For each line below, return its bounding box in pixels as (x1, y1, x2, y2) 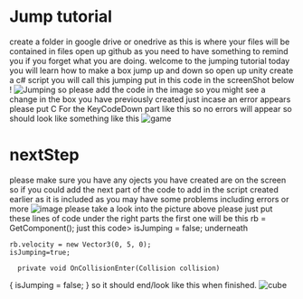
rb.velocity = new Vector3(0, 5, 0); (9, 239, 152, 249)
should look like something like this (9, 113, 140, 124)
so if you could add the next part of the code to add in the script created (9, 183, 279, 195)
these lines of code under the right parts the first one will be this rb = (9, 212, 267, 223)
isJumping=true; (9, 248, 71, 257)
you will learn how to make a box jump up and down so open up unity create (9, 65, 294, 76)
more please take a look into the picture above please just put (9, 203, 273, 214)
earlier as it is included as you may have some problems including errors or (9, 193, 289, 204)
